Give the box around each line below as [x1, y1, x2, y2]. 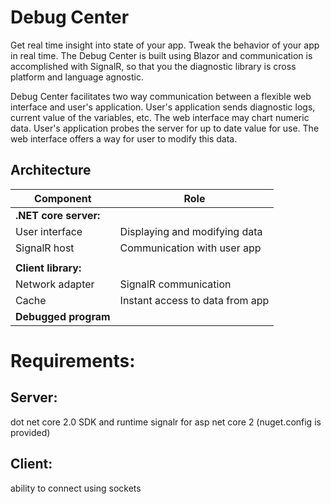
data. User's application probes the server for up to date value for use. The [10, 122, 320, 134]
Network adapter [15, 277, 95, 291]
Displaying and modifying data [119, 224, 263, 238]
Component [34, 191, 92, 205]
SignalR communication [119, 277, 232, 291]
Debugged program [15, 309, 111, 323]
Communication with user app [119, 241, 262, 255]
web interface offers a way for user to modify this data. [10, 132, 238, 145]
